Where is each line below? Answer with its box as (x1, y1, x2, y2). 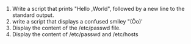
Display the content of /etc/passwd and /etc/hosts (12, 31, 139, 38)
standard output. (12, 11, 54, 19)
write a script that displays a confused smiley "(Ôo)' (12, 18, 143, 25)
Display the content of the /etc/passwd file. (12, 24, 121, 31)
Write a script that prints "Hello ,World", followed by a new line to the (12, 5, 185, 12)
